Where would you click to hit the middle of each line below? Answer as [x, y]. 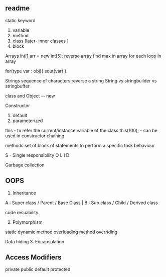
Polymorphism [27, 222]
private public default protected [38, 269]
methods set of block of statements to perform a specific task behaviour [80, 145]
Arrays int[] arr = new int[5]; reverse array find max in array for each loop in [83, 56]
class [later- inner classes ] [40, 41]
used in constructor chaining [35, 136]
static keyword [21, 20]
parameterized [28, 121]
